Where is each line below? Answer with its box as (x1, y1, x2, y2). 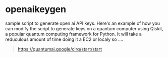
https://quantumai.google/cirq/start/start (17, 46, 102, 52)
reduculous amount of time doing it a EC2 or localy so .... (5, 36, 124, 42)
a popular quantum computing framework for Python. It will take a (5, 31, 142, 37)
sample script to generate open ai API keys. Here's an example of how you (5, 20, 160, 26)
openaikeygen (5, 4, 67, 15)
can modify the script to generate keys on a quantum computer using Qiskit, (5, 25, 163, 31)
